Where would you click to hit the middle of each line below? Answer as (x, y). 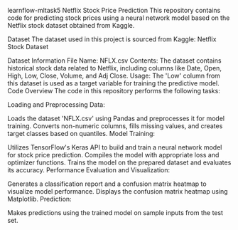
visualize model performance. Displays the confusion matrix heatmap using (118, 191)
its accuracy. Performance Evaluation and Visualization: (89, 170)
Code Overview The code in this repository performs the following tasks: (114, 91)
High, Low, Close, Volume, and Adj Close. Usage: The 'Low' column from (114, 75)
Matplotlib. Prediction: (40, 199)
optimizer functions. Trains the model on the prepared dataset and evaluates (119, 162)
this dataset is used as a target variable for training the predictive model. (113, 83)
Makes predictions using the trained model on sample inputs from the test (115, 213)
